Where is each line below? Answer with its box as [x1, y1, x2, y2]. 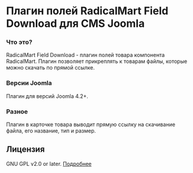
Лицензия [6, 144, 45, 155]
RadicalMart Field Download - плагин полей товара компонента [6, 52, 165, 59]
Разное [6, 107, 28, 115]
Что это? [6, 38, 33, 46]
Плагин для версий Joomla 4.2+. [6, 92, 89, 99]
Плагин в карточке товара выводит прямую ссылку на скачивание [6, 121, 176, 128]
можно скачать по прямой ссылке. [6, 64, 95, 71]
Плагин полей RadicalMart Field [6, 4, 169, 18]
